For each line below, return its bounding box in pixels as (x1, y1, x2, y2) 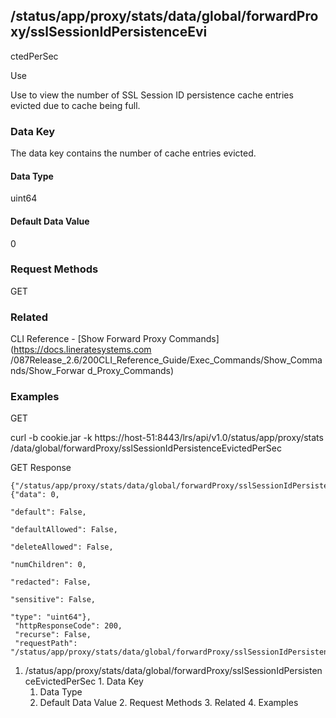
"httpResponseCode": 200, (14, 621, 123, 631)
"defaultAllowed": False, (10, 525, 118, 535)
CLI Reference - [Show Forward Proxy (10, 333, 167, 345)
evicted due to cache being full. (10, 99, 141, 111)
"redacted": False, (10, 577, 92, 588)
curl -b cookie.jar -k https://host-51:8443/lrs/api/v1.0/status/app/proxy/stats (10, 432, 324, 444)
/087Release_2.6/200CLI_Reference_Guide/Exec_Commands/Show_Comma (10, 354, 323, 366)
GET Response (10, 462, 72, 474)
